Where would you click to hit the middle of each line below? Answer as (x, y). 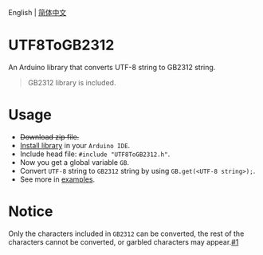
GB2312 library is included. (72, 82)
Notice (31, 212)
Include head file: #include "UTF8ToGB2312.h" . (95, 154)
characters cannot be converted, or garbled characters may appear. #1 (124, 241)
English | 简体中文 (37, 12)
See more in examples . (57, 179)
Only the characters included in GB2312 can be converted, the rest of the (126, 233)
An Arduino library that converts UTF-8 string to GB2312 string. (112, 67)
